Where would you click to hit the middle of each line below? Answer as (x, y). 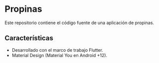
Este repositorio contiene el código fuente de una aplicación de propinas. (79, 23)
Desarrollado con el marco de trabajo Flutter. (57, 50)
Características (29, 38)
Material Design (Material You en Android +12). (59, 55)
